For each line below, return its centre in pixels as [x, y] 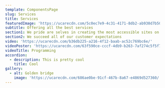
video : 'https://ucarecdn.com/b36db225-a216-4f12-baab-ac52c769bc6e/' [79, 42]
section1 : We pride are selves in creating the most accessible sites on [82, 32]
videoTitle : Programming [30, 50]
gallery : [14, 69]
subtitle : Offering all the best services [49, 28]
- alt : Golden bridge [32, 73]
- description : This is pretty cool [47, 60]
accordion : [16, 55]
